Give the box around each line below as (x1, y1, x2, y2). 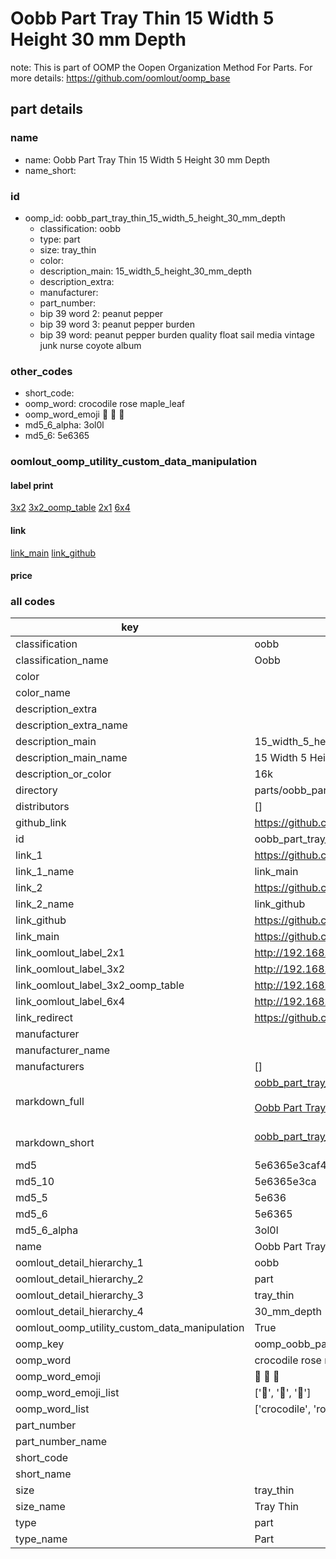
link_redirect (15, 1011, 74, 1025)
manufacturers (15, 1060, 85, 1074)
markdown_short (15, 1136, 95, 1150)
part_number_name (15, 1435, 107, 1449)
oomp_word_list (15, 1402, 90, 1416)
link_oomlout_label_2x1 (15, 946, 126, 960)
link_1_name (15, 865, 75, 879)
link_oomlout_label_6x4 (15, 995, 126, 1009)
